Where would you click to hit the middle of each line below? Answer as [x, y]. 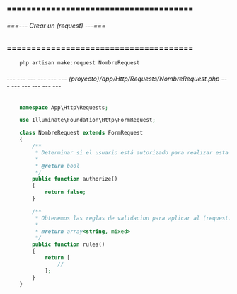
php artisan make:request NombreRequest [80, 63]
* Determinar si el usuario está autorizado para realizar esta [132, 152]
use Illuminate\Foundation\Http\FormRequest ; [88, 120]
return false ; [65, 192]
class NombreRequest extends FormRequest [81, 133]
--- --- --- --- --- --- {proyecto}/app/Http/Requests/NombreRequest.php [113, 79]
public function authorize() [75, 179]
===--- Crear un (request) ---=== [57, 26]
